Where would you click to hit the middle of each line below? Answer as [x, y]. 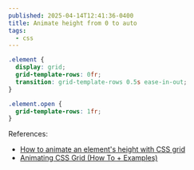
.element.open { [35, 104]
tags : [17, 30]
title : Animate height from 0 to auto [73, 23]
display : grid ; [41, 67]
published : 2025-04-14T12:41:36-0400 [71, 16]
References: [28, 134]
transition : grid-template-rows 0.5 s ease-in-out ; [101, 82]
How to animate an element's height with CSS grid [103, 149]
